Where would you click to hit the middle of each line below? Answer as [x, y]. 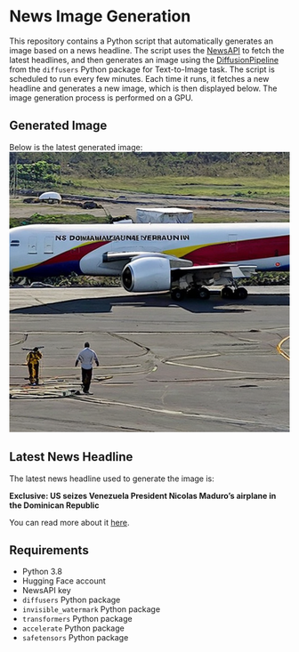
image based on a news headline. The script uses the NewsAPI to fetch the [147, 50]
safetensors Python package [75, 638]
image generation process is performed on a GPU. [101, 97]
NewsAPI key [46, 591]
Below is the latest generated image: [76, 147]
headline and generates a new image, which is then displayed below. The [143, 88]
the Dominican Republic [54, 505]
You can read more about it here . [69, 522]
